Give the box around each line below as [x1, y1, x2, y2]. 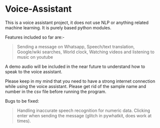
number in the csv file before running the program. [5, 88, 107, 94]
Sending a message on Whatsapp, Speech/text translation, [17, 43, 135, 49]
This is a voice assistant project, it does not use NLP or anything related [5, 20, 149, 25]
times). [17, 118, 31, 124]
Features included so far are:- [5, 34, 65, 40]
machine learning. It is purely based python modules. [5, 24, 112, 30]
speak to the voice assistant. [5, 68, 62, 74]
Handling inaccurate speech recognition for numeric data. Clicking [17, 107, 150, 113]
